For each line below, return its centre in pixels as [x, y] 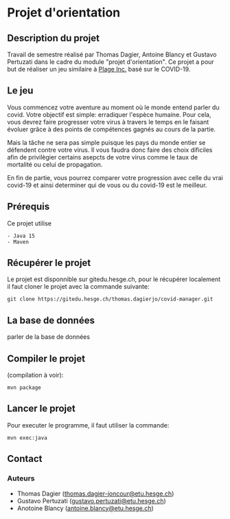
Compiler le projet [46, 358]
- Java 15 [21, 236]
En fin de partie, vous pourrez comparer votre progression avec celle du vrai [115, 177]
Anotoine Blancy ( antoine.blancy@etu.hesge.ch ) [85, 508]
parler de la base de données [49, 337]
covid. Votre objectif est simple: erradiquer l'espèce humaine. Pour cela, [109, 114]
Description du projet [54, 38]
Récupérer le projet [49, 263]
